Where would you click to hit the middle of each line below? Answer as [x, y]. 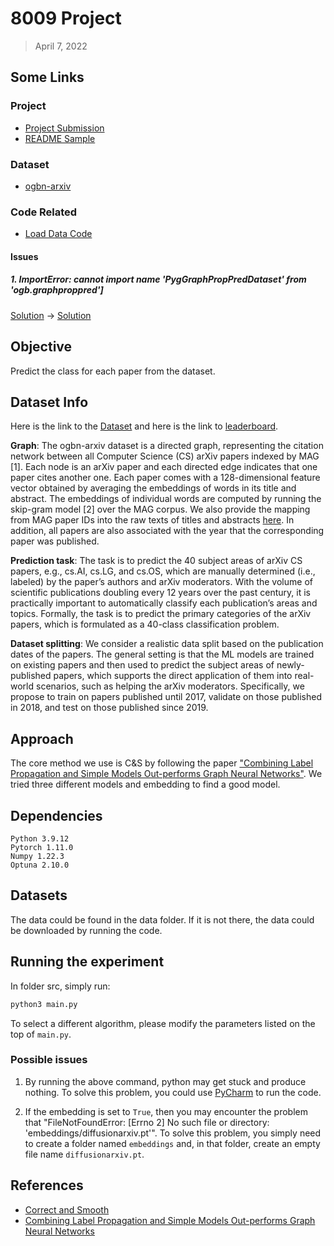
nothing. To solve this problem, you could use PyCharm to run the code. [173, 1092]
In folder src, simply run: [60, 986]
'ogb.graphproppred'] [57, 290]
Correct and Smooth [67, 1209]
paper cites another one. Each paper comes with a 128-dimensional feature [165, 478]
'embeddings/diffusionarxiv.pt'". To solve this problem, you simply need [173, 1133]
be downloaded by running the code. [86, 930]
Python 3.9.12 [40, 839]
